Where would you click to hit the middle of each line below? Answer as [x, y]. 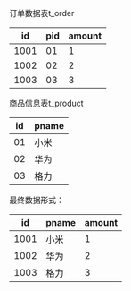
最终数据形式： [37, 200]
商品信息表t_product [46, 103]
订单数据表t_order [42, 13]
